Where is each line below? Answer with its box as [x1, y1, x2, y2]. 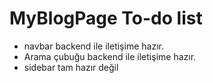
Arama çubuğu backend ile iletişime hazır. [23, 50, 197, 62]
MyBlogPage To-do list [9, 7, 203, 30]
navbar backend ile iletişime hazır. [23, 40, 164, 52]
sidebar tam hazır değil [23, 61, 119, 73]
